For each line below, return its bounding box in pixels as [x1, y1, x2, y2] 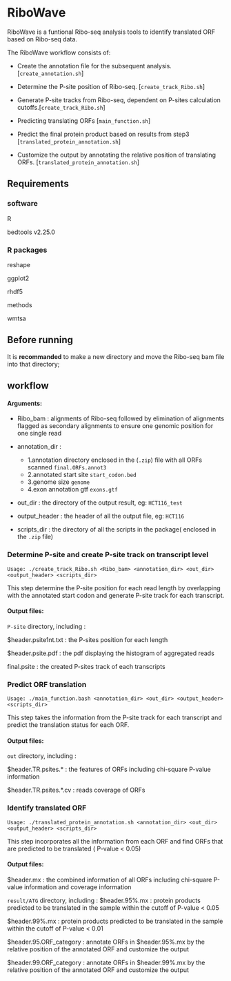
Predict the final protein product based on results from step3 [17, 130, 190, 138]
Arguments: [7, 399, 43, 407]
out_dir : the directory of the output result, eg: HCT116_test [17, 498, 183, 507]
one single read [17, 429, 62, 438]
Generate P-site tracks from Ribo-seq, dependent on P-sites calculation [17, 95, 221, 104]
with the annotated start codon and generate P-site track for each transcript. [7, 591, 225, 599]
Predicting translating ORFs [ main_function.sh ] [17, 116, 151, 125]
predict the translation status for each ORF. [7, 721, 130, 729]
